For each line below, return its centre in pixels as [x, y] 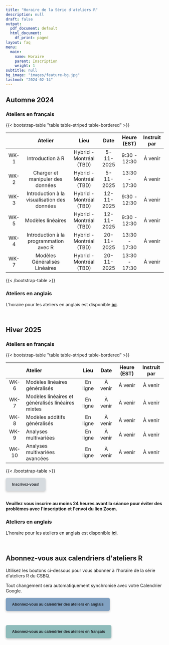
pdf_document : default [34, 29]
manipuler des [46, 179]
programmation [46, 241]
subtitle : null [22, 71]
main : [16, 52]
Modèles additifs [46, 417]
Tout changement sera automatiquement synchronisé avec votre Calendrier [84, 585]
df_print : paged [32, 38]
